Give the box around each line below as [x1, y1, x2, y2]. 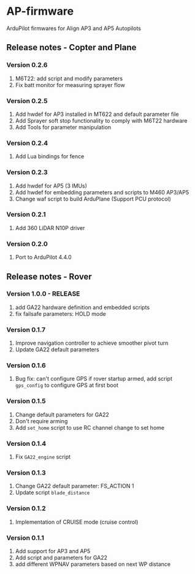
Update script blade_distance [15, 489, 90, 496]
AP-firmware [6, 4, 74, 18]
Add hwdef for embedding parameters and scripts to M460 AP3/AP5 [15, 188, 189, 196]
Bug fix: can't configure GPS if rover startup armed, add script [15, 375, 173, 383]
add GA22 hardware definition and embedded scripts [15, 304, 150, 311]
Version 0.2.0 [6, 239, 48, 248]
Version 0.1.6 [6, 361, 46, 370]
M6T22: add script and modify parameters [15, 75, 123, 82]
